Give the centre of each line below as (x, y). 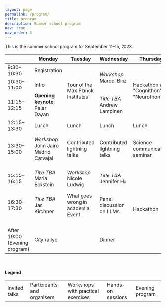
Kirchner (44, 211)
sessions (117, 297)
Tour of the (80, 85)
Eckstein (44, 185)
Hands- (116, 285)
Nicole (75, 178)
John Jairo (47, 146)
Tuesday (81, 59)
